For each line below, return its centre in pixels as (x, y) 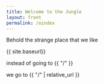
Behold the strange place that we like (52, 40)
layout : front (24, 17)
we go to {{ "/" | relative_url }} (43, 75)
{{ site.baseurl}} (26, 52)
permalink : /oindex (31, 23)
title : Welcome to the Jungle (44, 12)
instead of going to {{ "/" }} (40, 63)
